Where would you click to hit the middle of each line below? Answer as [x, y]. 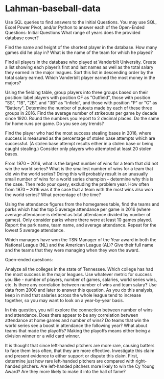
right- [141, 361]
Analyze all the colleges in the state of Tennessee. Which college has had [79, 269]
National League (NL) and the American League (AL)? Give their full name [79, 245]
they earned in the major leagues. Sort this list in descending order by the [79, 72]
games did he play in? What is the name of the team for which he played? [79, 52]
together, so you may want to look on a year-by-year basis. [65, 300]
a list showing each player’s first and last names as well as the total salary [79, 67]
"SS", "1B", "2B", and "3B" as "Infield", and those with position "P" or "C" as [81, 102]
